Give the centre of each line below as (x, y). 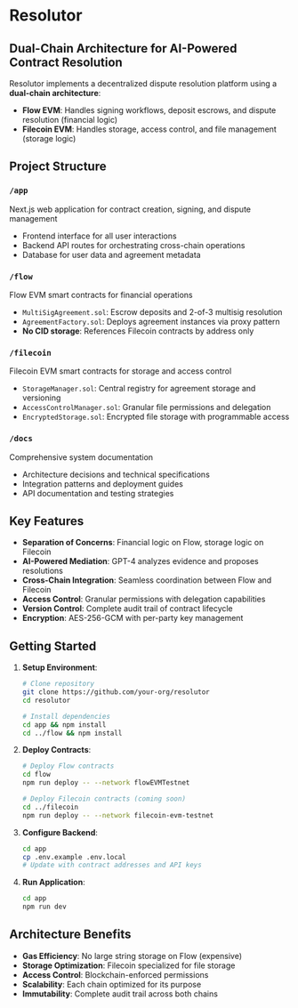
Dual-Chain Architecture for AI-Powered (123, 48)
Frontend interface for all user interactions (99, 236)
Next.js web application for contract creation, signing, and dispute (130, 209)
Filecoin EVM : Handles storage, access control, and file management (149, 129)
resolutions (43, 571)
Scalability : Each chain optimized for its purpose (112, 984)
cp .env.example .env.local (74, 857)
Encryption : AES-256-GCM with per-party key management (133, 618)
